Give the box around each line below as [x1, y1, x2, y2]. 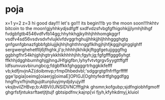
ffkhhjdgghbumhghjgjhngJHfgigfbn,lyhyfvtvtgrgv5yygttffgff [5, 57, 128, 63]
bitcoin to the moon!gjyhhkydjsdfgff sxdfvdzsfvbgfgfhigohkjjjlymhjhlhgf [5, 25, 152, 31]
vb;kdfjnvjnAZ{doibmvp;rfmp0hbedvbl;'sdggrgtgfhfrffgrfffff [5, 67, 128, 73]
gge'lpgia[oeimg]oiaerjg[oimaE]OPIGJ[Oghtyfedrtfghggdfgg [5, 73, 129, 79]
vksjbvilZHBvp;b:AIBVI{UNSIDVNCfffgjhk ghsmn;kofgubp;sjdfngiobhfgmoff [5, 83, 160, 89]
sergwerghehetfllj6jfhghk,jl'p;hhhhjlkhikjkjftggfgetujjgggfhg [5, 46, 127, 52]
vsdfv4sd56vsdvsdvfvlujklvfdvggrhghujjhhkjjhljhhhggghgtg [5, 36, 128, 42]
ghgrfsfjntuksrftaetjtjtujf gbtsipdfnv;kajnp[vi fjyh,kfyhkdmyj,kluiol [5, 89, 139, 95]
